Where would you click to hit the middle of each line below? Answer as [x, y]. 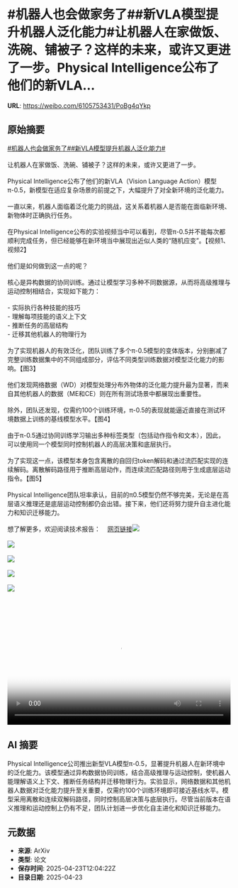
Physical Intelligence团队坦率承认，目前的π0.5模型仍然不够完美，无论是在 [115, 495]
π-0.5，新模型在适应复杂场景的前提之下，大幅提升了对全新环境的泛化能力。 [118, 190]
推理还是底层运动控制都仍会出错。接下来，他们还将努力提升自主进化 [125, 503]
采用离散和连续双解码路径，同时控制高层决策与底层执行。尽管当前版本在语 [122, 799]
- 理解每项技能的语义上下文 [47, 316]
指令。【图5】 [27, 478]
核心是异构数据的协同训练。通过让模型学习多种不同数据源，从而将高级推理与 [119, 282]
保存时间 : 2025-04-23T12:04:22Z [67, 868]
